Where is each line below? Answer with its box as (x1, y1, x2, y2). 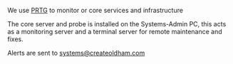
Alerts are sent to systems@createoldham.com (7, 49, 145, 57)
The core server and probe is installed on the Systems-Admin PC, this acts (7, 20, 227, 28)
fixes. (7, 35, 24, 43)
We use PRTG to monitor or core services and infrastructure (7, 6, 184, 14)
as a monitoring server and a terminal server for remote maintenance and (7, 28, 222, 36)
